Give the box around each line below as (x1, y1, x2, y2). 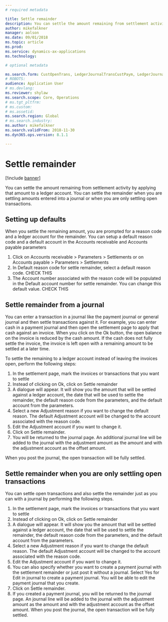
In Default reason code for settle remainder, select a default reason (12, 265, 151, 271)
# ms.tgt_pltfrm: (5, 100, 41, 105)
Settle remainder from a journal (5, 300, 104, 309)
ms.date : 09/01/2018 (5, 35, 48, 40)
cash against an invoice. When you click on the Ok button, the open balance (5, 330, 162, 336)
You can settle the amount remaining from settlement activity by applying (5, 184, 156, 190)
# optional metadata (5, 63, 48, 68)
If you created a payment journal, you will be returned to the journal (12, 591, 151, 596)
